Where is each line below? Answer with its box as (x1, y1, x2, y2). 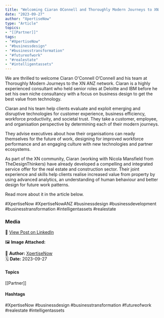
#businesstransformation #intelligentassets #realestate (5, 206, 117, 212)
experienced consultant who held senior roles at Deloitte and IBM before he (5, 86, 158, 92)
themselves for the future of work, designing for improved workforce (5, 136, 144, 142)
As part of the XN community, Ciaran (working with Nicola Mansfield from (5, 156, 154, 162)
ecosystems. (5, 147, 31, 152)
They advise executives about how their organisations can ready (5, 131, 136, 137)
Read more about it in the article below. (5, 192, 84, 197)
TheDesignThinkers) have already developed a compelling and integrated (5, 161, 153, 167)
